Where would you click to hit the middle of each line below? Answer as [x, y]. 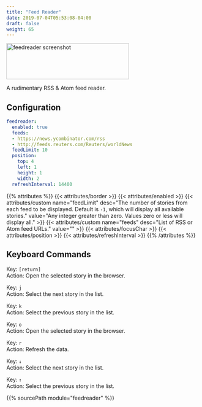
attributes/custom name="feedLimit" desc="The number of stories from [97, 203]
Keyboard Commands [49, 254]
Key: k [14, 306]
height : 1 [30, 172]
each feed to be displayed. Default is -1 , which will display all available [95, 209]
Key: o [14, 324]
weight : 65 [20, 29]
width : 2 [28, 179]
